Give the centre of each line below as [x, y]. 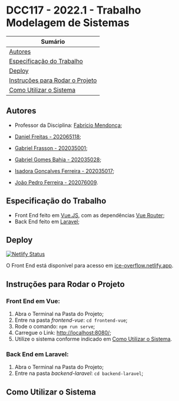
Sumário [53, 41]
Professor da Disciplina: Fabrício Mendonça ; [68, 125]
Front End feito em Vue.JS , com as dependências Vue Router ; [89, 215]
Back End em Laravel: [37, 354]
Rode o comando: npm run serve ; [55, 327]
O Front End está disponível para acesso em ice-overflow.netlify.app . [90, 266]
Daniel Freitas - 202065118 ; [48, 136]
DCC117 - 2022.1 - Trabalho [74, 10]
